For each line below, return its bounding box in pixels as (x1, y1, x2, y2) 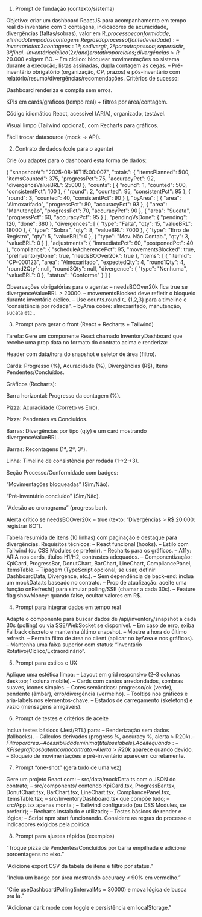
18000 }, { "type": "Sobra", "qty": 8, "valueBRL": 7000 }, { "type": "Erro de (6, 226, 189, 234)
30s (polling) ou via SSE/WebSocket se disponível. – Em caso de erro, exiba (6, 622, 195, 629)
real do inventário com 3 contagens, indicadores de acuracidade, (6, 24, 168, 30)
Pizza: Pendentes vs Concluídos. (6, 416, 88, 422)
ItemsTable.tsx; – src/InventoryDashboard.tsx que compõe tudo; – (6, 795, 170, 802)
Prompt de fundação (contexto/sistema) (14, 5, 115, 12)
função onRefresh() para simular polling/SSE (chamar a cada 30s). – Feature (6, 585, 196, 593)
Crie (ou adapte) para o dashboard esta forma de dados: (6, 157, 147, 164)
